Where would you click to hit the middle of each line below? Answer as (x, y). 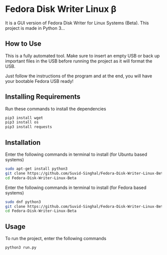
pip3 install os (22, 123)
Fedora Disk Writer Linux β (61, 9)
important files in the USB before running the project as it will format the (79, 61)
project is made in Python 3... (35, 28)
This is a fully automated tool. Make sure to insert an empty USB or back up (83, 56)
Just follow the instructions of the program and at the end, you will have (79, 76)
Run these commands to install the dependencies (56, 109)
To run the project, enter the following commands (56, 239)
